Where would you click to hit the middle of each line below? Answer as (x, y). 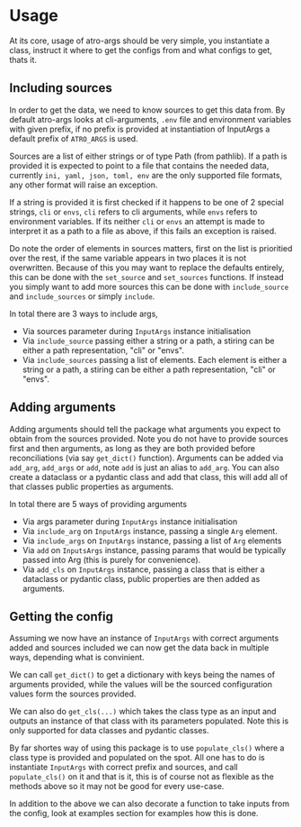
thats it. (23, 59)
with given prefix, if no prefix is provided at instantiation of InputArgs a (140, 129)
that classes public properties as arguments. (92, 486)
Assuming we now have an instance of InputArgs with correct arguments (144, 638)
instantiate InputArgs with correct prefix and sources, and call (124, 768)
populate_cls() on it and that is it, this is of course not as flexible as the (142, 777)
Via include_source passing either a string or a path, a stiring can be (148, 341)
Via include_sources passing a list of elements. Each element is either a (155, 359)
